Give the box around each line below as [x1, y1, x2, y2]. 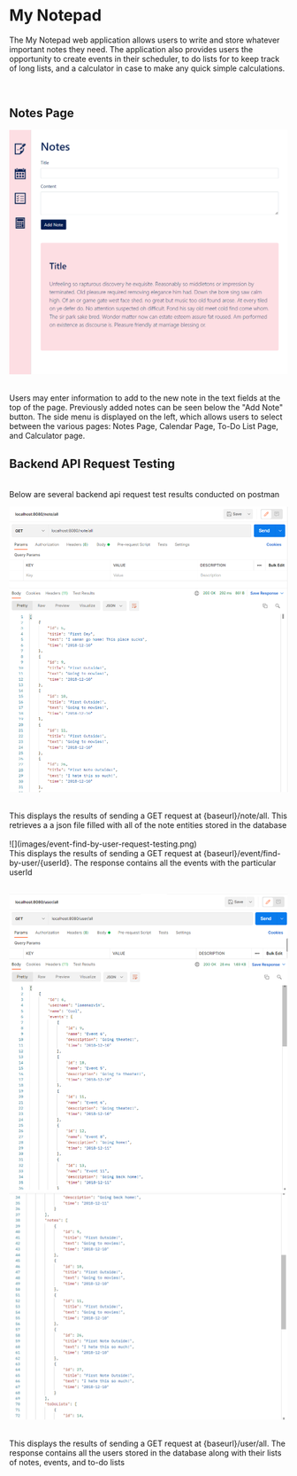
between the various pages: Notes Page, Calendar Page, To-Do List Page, [9, 421, 278, 432]
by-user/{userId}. [9, 857, 72, 868]
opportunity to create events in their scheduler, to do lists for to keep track [9, 53, 280, 64]
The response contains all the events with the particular [73, 857, 277, 868]
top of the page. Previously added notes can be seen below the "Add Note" [9, 402, 284, 413]
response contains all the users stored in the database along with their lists [9, 1448, 282, 1458]
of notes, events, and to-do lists [9, 1457, 126, 1468]
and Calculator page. [9, 431, 86, 441]
